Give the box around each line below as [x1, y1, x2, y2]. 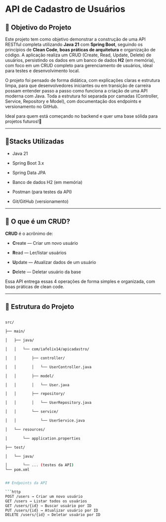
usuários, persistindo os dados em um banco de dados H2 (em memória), [5, 57, 155, 63]
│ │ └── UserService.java [5, 418, 85, 423]
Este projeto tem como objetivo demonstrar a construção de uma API [5, 36, 146, 42]
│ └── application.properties [5, 436, 81, 441]
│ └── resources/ [5, 427, 45, 432]
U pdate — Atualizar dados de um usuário [12, 259, 96, 265]
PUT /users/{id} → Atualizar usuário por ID [5, 508, 98, 513]
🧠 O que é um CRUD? [5, 217, 71, 226]
